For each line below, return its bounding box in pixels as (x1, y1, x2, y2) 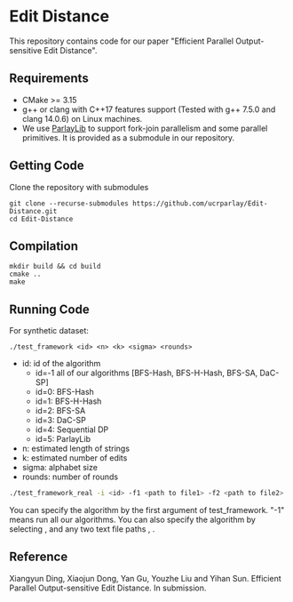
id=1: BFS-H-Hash (35, 396, 102, 406)
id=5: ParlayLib (35, 434, 91, 445)
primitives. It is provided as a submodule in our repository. (21, 132, 235, 143)
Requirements (9, 71, 89, 86)
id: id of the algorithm (21, 358, 101, 369)
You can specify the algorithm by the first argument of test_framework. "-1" (9, 505, 285, 516)
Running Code (9, 301, 91, 317)
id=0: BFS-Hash (35, 387, 95, 397)
